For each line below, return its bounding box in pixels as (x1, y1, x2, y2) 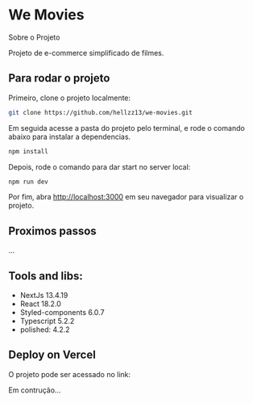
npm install (8, 147, 48, 155)
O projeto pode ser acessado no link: (8, 369, 131, 379)
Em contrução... (8, 385, 61, 395)
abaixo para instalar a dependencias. (8, 132, 131, 141)
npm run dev (8, 178, 48, 186)
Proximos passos (8, 224, 97, 237)
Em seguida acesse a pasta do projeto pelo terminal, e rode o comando (8, 123, 246, 132)
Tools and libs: (8, 269, 83, 283)
